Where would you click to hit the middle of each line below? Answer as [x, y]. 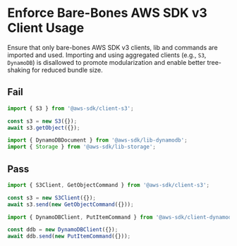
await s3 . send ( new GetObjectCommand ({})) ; [71, 204]
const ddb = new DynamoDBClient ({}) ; [63, 230]
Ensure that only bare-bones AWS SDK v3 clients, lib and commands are [113, 47]
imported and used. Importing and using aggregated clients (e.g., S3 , [107, 55]
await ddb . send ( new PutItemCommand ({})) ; [69, 236]
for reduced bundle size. [67, 70]
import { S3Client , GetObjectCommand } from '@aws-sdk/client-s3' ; [109, 185]
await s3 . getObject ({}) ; [44, 128]
